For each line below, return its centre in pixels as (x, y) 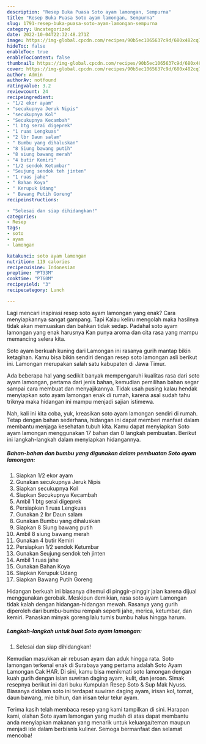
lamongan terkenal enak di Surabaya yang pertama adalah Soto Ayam (94, 665)
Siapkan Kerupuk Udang (46, 573)
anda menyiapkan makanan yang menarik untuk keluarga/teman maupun (98, 722)
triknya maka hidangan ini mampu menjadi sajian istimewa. (81, 401)
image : (15, 40)
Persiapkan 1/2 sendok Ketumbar (57, 547)
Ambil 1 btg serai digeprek (49, 501)
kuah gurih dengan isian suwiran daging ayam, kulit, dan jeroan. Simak (96, 678)
